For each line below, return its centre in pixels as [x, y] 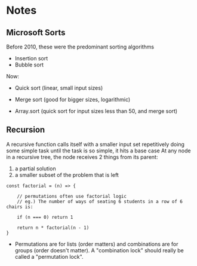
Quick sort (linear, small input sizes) [59, 88]
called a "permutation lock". [49, 256]
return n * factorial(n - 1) [53, 228]
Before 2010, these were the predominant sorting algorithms [80, 47]
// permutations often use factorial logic [72, 196]
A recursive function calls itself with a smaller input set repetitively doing [96, 144]
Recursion [26, 130]
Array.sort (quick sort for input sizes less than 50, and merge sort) [96, 111]
